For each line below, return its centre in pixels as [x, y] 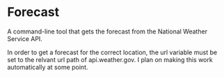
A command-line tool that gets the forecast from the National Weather [107, 31]
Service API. [25, 38]
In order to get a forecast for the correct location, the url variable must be [112, 52]
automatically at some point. [48, 67]
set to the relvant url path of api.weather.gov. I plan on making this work [110, 59]
